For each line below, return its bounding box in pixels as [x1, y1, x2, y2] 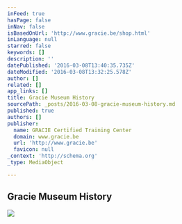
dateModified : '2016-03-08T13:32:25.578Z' [7, 68, 132, 75]
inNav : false [7, 23, 45, 30]
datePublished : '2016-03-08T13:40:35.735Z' [7, 62, 135, 69]
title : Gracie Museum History [7, 95, 95, 102]
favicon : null [13, 146, 54, 153]
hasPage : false [7, 17, 51, 24]
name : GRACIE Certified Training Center [13, 127, 132, 134]
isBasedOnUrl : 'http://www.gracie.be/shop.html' [7, 29, 151, 37]
